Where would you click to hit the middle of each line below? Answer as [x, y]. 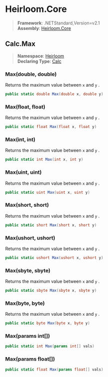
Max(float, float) [25, 107]
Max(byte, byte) [25, 303]
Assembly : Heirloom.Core [44, 28]
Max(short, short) [27, 205]
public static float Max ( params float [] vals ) [54, 370]
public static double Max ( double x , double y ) [54, 94]
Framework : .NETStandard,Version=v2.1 [58, 23]
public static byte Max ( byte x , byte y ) [48, 323]
